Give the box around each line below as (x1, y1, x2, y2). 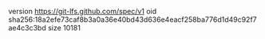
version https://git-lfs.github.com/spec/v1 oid (8, 7, 157, 16)
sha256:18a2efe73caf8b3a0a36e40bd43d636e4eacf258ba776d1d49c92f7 (8, 15, 257, 24)
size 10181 (47, 23, 81, 32)
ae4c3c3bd (8, 23, 46, 32)
